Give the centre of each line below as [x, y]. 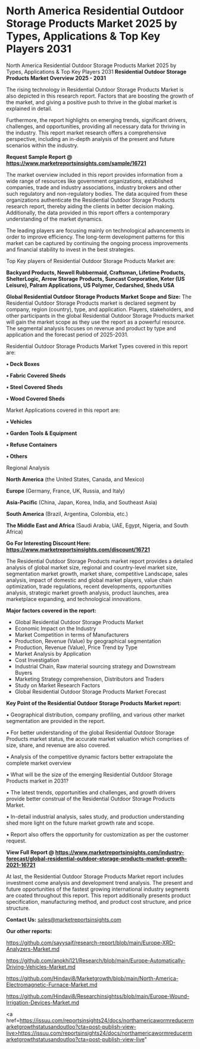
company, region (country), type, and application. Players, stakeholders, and [100, 309]
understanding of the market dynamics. [54, 219]
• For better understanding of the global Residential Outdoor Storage [90, 732]
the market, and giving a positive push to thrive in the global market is [92, 102]
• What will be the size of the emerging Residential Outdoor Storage [89, 774]
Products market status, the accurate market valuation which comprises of [98, 738]
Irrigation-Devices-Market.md [43, 1002]
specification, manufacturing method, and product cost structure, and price [99, 901]
